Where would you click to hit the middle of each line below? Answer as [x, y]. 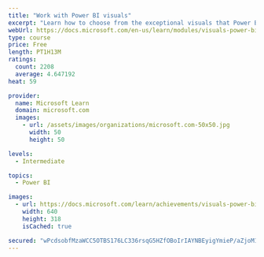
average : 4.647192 [46, 74]
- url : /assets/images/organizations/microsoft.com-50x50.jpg [126, 125]
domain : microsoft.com [52, 110]
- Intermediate [40, 161]
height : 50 [47, 140]
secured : [22, 240]
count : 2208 [35, 67]
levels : [21, 154]
